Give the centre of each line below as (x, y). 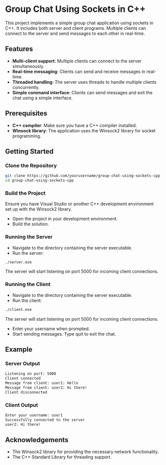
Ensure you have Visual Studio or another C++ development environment (80, 204)
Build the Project (25, 193)
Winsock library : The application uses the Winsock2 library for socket (84, 130)
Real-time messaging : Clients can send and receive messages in (79, 71)
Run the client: (27, 300)
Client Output (22, 405)
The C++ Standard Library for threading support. (62, 457)
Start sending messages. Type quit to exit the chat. (64, 334)
